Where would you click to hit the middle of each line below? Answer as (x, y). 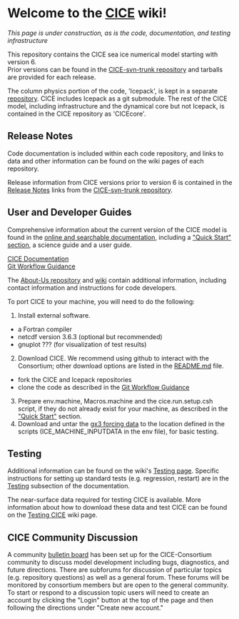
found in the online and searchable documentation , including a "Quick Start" (119, 237)
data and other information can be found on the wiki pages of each (106, 161)
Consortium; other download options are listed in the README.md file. (121, 366)
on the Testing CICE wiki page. (52, 515)
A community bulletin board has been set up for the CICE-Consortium (110, 555)
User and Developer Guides (70, 212)
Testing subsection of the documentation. (69, 486)
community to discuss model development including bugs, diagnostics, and (118, 563)
